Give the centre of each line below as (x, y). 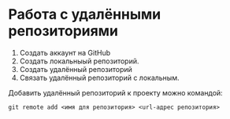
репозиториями (63, 31)
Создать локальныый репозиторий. (79, 61)
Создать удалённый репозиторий (76, 69)
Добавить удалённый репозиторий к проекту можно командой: (115, 92)
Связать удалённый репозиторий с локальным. (99, 78)
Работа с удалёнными (85, 14)
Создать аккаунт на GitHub (65, 52)
